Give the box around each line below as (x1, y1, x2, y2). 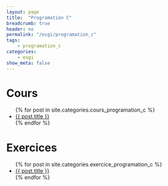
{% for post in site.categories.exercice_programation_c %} (15, 161, 163, 168)
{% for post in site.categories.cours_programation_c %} (15, 106, 155, 113)
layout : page (6, 9, 40, 15)
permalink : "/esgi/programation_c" (6, 32, 97, 38)
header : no (6, 26, 34, 32)
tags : (6, 37, 20, 43)
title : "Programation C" (6, 15, 72, 21)
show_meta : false (6, 60, 51, 66)
